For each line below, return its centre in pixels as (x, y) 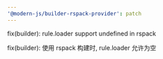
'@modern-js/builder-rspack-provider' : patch (74, 14)
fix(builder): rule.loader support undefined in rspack (82, 33)
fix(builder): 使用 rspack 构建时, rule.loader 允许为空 (82, 48)
